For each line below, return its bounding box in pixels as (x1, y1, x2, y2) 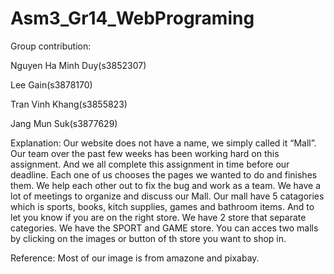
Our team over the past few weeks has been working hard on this (10, 147, 280, 159)
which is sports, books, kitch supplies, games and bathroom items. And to (10, 200, 315, 212)
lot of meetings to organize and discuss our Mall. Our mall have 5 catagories (10, 190, 325, 202)
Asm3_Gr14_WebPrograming (10, 7, 255, 30)
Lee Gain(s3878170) (10, 78, 93, 91)
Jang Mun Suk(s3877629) (10, 117, 118, 129)
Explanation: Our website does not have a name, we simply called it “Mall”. (10, 137, 317, 149)
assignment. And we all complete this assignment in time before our (10, 158, 290, 170)
